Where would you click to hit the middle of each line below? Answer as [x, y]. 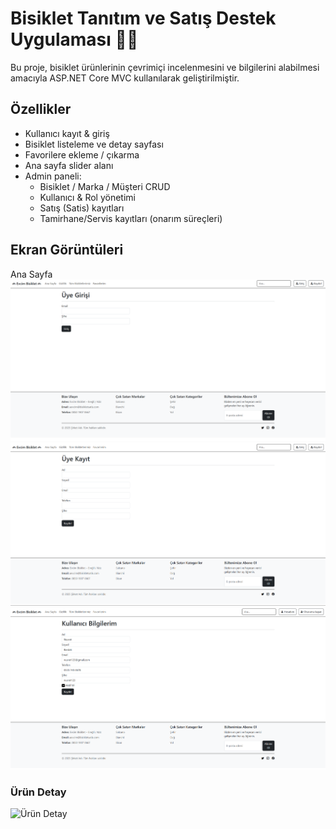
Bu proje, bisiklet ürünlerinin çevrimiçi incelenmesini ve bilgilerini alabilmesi [165, 67]
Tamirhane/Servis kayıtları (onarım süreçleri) [131, 218]
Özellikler [41, 109]
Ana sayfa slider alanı [69, 165]
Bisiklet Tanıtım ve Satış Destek [143, 18]
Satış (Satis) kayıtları [82, 208]
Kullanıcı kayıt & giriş [67, 133]
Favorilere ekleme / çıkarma [82, 154]
